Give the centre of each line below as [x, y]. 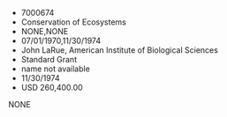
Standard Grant [49, 59]
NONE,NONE [45, 31]
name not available [55, 69]
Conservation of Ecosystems [74, 22]
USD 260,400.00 [52, 88]
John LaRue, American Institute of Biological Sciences [119, 50]
